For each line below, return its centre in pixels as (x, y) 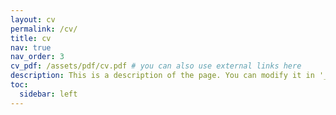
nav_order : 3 (37, 57)
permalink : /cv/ (44, 29)
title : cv (31, 38)
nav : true (31, 47)
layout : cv (33, 19)
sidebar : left (48, 94)
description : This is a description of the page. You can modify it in (162, 76)
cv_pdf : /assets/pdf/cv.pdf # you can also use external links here (156, 66)
